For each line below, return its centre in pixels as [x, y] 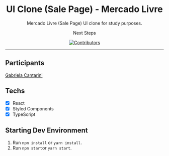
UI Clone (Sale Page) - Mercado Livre [84, 9]
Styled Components [33, 108]
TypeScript [24, 114]
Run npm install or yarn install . [47, 142]
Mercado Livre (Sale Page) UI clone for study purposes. [84, 23]
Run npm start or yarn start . [42, 148]
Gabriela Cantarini [24, 75]
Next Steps [84, 33]
